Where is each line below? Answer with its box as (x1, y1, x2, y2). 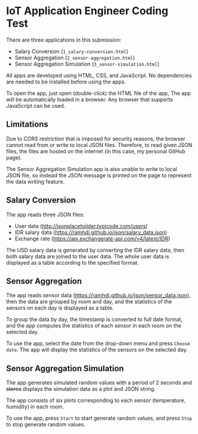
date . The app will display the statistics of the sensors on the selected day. (6, 346, 188, 353)
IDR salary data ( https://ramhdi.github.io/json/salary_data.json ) (14, 229, 167, 236)
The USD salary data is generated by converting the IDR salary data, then (6, 246, 185, 253)
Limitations (6, 120, 48, 130)
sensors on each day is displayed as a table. (6, 304, 114, 311)
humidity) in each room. (6, 403, 64, 410)
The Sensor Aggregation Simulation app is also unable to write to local (6, 165, 177, 172)
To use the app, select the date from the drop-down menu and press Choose (6, 340, 190, 347)
